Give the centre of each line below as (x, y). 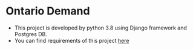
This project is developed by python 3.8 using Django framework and (100, 28)
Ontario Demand (48, 11)
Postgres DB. (31, 34)
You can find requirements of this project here (72, 40)
